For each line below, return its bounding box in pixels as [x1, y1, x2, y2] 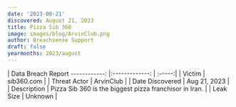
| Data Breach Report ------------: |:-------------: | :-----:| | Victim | [7, 69, 205, 78]
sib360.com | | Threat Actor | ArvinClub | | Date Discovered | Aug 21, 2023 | [7, 77, 230, 85]
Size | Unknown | [7, 91, 58, 100]
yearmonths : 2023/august [7, 50, 81, 57]
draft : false [7, 43, 46, 50]
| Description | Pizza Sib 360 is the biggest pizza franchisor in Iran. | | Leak [7, 84, 227, 93]
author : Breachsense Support [7, 37, 94, 44]
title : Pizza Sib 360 [7, 23, 72, 30]
